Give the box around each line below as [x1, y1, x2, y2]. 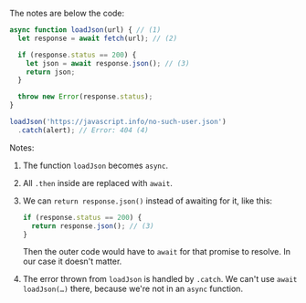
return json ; [26, 68, 76, 77]
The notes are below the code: [9, 8, 125, 18]
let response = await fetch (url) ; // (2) [17, 34, 178, 43]
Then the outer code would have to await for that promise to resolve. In [22, 246, 290, 257]
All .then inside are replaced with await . [22, 177, 174, 188]
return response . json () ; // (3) [31, 221, 154, 231]
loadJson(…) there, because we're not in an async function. [22, 283, 244, 295]
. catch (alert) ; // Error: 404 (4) [17, 125, 149, 135]
